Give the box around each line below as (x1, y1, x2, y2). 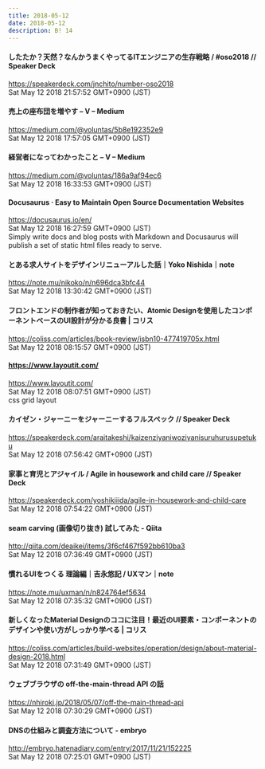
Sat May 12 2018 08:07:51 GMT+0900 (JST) (8, 386, 151, 396)
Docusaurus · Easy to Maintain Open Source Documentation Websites (8, 197, 244, 207)
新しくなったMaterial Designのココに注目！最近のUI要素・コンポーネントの (8, 615, 257, 625)
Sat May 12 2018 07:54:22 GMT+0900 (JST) (8, 504, 153, 514)
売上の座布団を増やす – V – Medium (8, 107, 125, 116)
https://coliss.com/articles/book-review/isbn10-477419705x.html (8, 334, 220, 343)
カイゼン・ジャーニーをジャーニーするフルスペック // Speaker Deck (8, 414, 231, 424)
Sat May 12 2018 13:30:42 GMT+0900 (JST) (8, 286, 153, 296)
